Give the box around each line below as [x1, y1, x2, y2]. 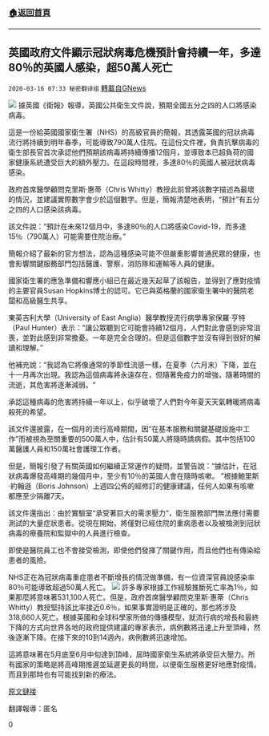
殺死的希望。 [8, 407, 50, 417]
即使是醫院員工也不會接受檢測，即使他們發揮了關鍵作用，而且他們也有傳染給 [8, 545, 261, 555]
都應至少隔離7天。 [8, 491, 69, 501]
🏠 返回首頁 [8, 6, 51, 18]
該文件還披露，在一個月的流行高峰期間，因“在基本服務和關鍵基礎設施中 [8, 424, 243, 434]
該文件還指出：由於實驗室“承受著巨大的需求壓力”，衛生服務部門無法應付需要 [8, 508, 260, 518]
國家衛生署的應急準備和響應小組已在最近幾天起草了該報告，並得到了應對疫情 [8, 276, 261, 285]
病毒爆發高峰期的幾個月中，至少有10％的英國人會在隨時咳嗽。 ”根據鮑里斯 [14, 471, 259, 481]
